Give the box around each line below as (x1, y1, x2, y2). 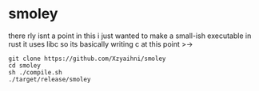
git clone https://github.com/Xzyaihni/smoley (8, 55, 166, 63)
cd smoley (8, 61, 42, 70)
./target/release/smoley (8, 75, 91, 83)
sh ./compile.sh (8, 68, 62, 76)
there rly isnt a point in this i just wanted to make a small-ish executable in (8, 31, 252, 40)
